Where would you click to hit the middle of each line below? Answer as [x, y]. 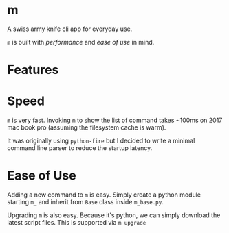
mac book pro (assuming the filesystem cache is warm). [87, 127]
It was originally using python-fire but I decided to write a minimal [101, 141]
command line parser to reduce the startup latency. [80, 148]
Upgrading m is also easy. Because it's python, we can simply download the [114, 215]
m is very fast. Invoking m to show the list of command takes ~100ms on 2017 [115, 120]
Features [33, 70]
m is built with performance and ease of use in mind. [81, 42]
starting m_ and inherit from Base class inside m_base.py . [85, 202]
